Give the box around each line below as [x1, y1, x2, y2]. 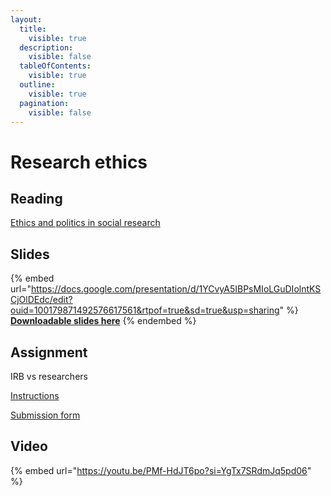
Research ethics [10, 151, 148, 173]
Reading [10, 190, 63, 207]
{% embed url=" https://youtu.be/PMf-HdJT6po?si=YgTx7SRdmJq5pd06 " [10, 464, 312, 476]
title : [19, 24, 47, 34]
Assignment [10, 344, 88, 361]
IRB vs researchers [10, 371, 88, 382]
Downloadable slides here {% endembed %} [10, 315, 197, 327]
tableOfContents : [19, 61, 92, 71]
